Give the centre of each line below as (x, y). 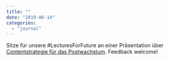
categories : (21, 23)
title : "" (19, 12)
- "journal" (27, 28)
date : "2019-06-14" (31, 17)
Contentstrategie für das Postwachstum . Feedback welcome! (82, 52)
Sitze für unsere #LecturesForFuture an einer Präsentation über (85, 45)
